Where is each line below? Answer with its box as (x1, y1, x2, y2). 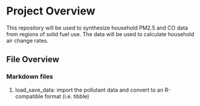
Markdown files (6, 72, 53, 81)
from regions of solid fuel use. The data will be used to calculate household (6, 30, 195, 37)
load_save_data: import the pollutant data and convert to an (15, 86, 164, 93)
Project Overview (6, 4, 96, 18)
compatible (15, 92, 44, 100)
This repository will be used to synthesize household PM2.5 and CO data (6, 24, 188, 31)
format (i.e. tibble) (44, 92, 90, 100)
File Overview (6, 54, 59, 64)
